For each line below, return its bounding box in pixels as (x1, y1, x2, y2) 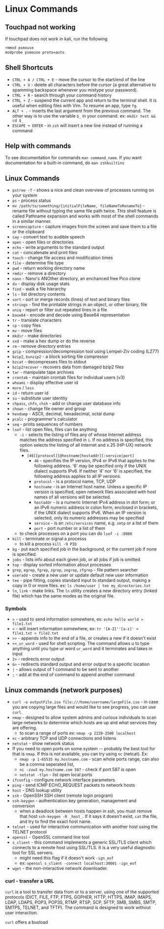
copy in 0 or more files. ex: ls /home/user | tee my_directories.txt (12, 583, 151, 589)
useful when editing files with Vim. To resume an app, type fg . (12, 102, 138, 108)
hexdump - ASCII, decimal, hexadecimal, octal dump (12, 411, 115, 417)
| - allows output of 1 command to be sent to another (12, 667, 119, 672)
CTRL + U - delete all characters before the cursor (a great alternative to (12, 82, 157, 88)
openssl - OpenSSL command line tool (12, 834, 90, 840)
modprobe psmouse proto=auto (5, 50, 65, 55)
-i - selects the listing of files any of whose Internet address (19, 432, 141, 438)
